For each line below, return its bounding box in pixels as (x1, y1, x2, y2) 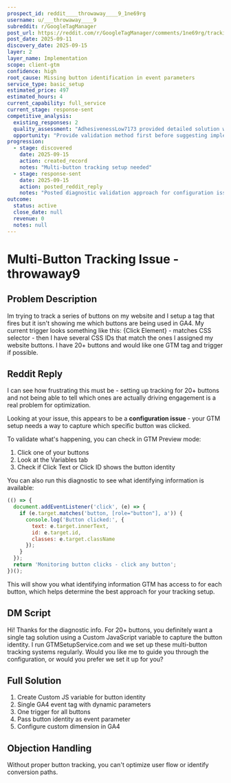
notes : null (13, 221, 48, 228)
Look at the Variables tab (16, 456, 88, 464)
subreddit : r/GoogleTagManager (7, 23, 97, 30)
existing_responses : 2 (13, 119, 78, 126)
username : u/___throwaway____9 (7, 17, 97, 23)
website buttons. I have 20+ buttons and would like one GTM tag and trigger (7, 340, 223, 349)
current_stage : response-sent (7, 106, 94, 113)
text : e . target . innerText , (32, 522, 109, 529)
